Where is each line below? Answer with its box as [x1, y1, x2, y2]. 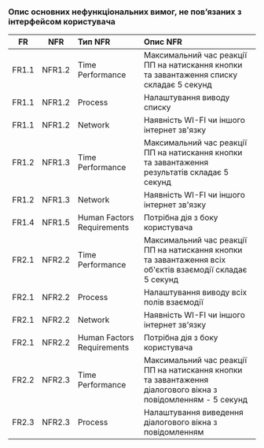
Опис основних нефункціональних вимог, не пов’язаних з [8, 6, 242, 17]
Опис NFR [144, 36, 183, 47]
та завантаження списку [144, 69, 238, 80]
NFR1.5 [42, 217, 71, 228]
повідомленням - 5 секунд [144, 394, 248, 405]
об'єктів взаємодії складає [144, 265, 247, 276]
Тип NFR [77, 36, 111, 47]
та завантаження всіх [144, 254, 226, 265]
